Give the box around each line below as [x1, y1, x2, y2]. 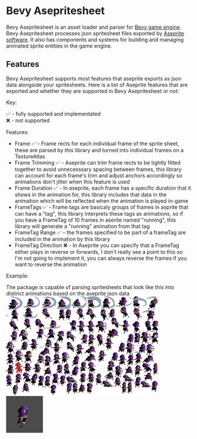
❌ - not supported [6, 116, 50, 124]
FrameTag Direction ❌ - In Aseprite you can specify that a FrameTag [14, 242, 179, 249]
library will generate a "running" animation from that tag [14, 222, 150, 230]
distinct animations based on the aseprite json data [6, 290, 130, 297]
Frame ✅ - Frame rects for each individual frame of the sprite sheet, [14, 140, 179, 147]
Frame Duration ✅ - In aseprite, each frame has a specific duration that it [14, 184, 191, 192]
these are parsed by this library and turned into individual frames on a [14, 146, 184, 153]
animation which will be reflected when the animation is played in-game [14, 197, 189, 204]
